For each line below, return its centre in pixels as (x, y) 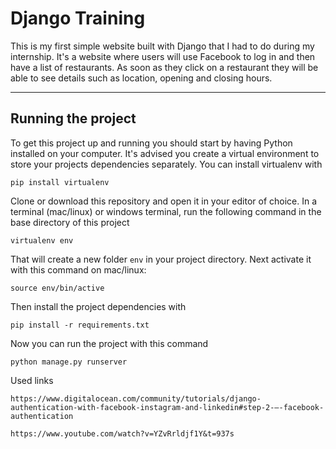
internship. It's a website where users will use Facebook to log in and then (163, 56)
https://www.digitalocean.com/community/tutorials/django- (136, 398)
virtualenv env (42, 240)
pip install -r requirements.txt (80, 325)
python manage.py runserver (69, 362)
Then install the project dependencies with (98, 306)
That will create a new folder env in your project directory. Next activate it (161, 259)
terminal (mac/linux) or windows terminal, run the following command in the (166, 211)
